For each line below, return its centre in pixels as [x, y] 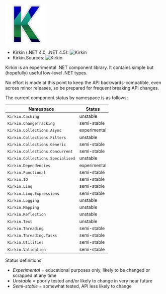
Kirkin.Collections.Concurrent [40, 152]
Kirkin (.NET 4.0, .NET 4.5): [40, 52]
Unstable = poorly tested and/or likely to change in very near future [82, 281]
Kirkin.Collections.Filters [37, 137]
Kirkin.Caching [23, 117]
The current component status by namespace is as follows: [67, 98]
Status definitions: [24, 260]
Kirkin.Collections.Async [34, 131]
